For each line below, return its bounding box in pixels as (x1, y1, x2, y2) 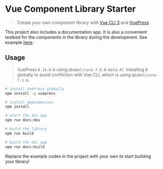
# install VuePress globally (5, 86, 65, 91)
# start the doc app (5, 113, 47, 118)
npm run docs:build (5, 144, 45, 149)
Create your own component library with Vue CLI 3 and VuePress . (17, 20, 150, 25)
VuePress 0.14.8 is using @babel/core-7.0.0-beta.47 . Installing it (17, 66, 148, 72)
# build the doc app (5, 140, 47, 145)
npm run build (5, 131, 34, 136)
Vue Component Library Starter (5, 3, 136, 15)
